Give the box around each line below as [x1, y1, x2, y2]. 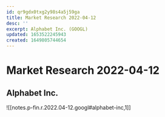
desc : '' [6, 20, 29, 26]
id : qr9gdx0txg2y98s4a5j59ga [6, 9, 80, 15]
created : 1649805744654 [6, 37, 67, 43]
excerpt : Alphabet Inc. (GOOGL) [6, 26, 88, 32]
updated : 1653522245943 [6, 32, 67, 38]
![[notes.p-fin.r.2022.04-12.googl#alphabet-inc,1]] [6, 104, 132, 111]
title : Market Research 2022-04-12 [6, 15, 96, 21]
